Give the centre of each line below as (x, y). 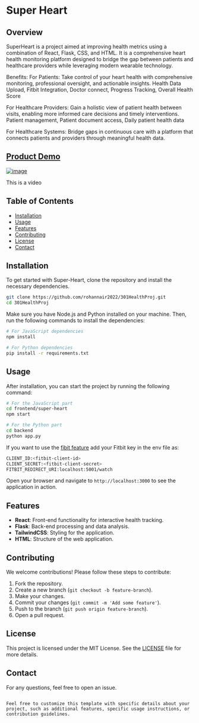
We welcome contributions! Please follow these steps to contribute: (89, 572)
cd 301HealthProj (28, 303)
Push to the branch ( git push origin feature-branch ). (81, 609)
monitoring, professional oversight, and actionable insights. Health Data (94, 83)
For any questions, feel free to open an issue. (61, 687)
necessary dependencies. (38, 287)
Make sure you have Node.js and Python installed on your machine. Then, (97, 314)
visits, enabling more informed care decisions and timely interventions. (93, 114)
